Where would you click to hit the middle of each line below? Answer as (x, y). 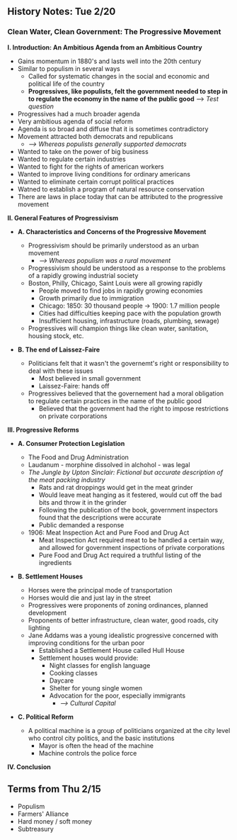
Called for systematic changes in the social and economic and (119, 76)
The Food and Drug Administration (79, 457)
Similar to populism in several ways (69, 68)
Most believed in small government (90, 378)
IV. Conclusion (29, 767)
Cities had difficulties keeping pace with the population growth (130, 313)
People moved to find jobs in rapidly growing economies (121, 291)
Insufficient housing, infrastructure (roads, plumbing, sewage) (129, 320)
